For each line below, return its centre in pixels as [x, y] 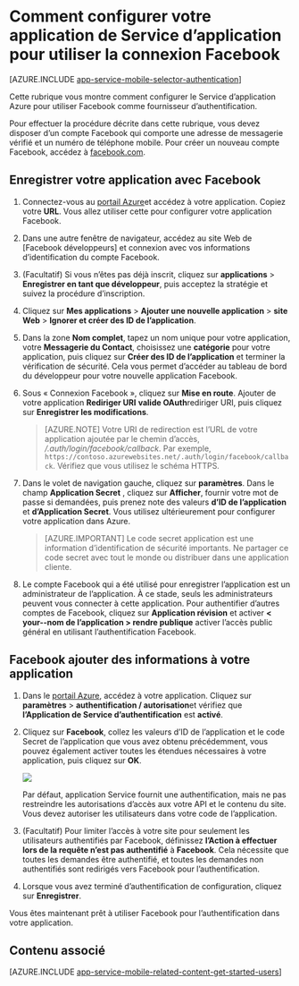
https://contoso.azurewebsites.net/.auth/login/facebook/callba [166, 457]
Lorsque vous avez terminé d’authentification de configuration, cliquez [152, 886]
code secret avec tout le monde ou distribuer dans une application [166, 557]
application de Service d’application [145, 35]
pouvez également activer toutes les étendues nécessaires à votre [144, 751]
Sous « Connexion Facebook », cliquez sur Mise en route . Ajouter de [149, 393]
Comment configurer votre [110, 17]
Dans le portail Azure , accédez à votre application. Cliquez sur [137, 695]
